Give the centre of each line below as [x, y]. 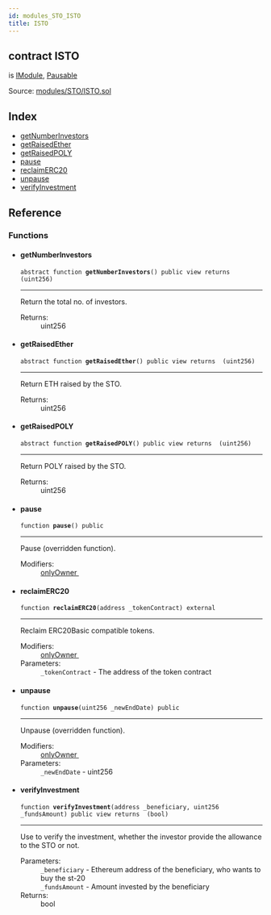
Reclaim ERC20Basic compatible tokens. [87, 631]
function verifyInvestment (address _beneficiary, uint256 [119, 807]
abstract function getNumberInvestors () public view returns [125, 272]
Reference [35, 213]
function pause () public [62, 526]
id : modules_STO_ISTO [45, 16]
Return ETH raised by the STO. [71, 383]
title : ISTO [28, 23]
